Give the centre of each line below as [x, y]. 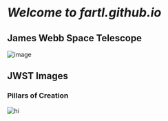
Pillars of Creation [38, 96]
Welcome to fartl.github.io [84, 13]
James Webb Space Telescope [75, 38]
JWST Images [38, 76]
